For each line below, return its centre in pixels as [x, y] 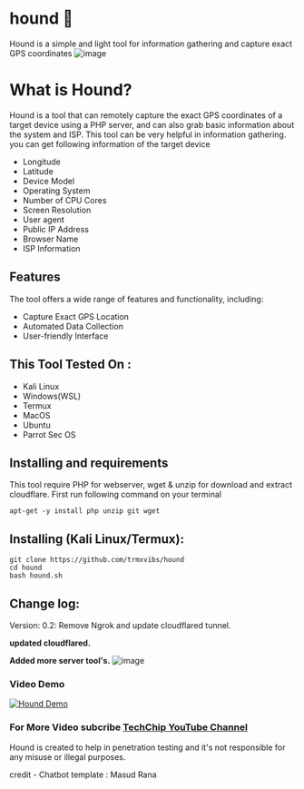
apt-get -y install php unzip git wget [85, 511]
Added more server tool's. [60, 660]
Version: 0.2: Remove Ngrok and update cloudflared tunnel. [120, 625]
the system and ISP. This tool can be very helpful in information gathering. [148, 134]
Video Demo [37, 684]
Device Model [49, 181]
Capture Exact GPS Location [76, 316]
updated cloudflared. [50, 643]
